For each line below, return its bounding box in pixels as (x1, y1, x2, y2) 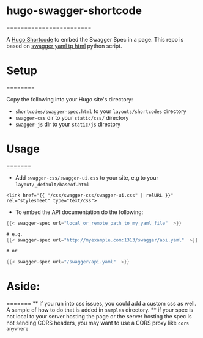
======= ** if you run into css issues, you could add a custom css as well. (6, 300, 197, 307)
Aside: (6, 279, 40, 293)
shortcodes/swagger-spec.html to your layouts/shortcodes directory (15, 108, 186, 115)
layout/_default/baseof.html (15, 182, 90, 188)
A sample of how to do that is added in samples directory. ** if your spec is (6, 306, 194, 314)
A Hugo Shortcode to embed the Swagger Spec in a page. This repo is (6, 35, 184, 43)
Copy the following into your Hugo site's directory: (6, 95, 133, 103)
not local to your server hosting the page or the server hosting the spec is (6, 313, 192, 320)
